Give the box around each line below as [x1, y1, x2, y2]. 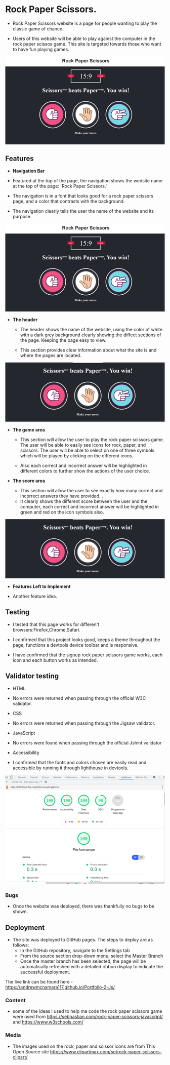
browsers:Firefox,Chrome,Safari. [12, 626, 80, 633]
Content [5, 997, 26, 1004]
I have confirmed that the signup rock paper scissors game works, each [12, 652, 163, 658]
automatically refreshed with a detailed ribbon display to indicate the [20, 964, 163, 970]
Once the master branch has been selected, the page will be [20, 958, 146, 964]
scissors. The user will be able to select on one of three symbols [20, 447, 155, 453]
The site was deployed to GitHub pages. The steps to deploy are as [12, 937, 153, 943]
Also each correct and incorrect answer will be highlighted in [20, 462, 147, 468]
